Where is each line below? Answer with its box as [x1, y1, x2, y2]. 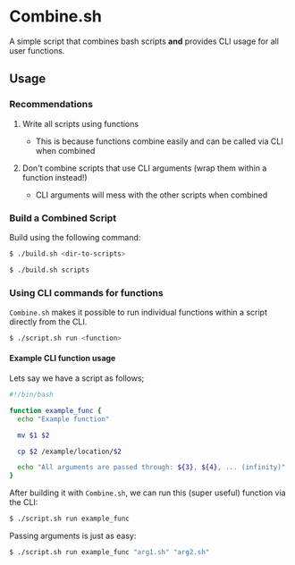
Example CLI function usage [9, 353, 116, 364]
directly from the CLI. [9, 316, 88, 327]
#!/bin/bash [9, 391, 54, 400]
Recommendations [9, 98, 94, 111]
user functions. [9, 45, 65, 55]
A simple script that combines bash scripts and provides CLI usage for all [9, 36, 280, 46]
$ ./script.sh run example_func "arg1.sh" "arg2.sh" [9, 548, 210, 557]
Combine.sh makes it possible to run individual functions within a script [9, 307, 268, 317]
